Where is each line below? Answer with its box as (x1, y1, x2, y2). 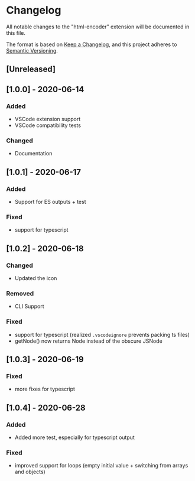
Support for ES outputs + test (14, 199, 86, 205)
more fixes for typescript (14, 385, 76, 393)
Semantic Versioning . (6, 47, 58, 54)
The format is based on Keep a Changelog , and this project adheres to (6, 41, 177, 48)
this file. (6, 29, 25, 36)
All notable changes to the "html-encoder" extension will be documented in (6, 23, 190, 30)
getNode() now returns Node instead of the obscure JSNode (14, 337, 162, 344)
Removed (6, 289, 34, 297)
